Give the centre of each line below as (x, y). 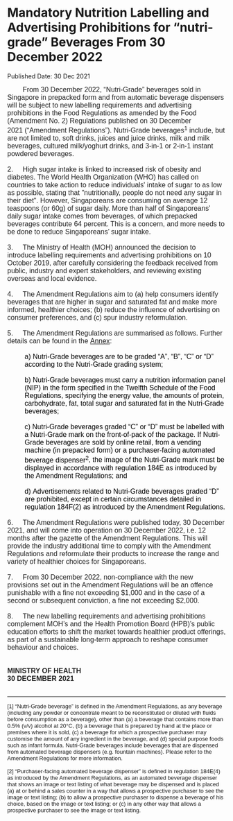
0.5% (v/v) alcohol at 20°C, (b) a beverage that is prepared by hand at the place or (110, 726)
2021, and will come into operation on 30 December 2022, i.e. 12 (107, 530)
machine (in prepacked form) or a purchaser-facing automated (120, 450)
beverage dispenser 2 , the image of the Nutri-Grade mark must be (124, 459)
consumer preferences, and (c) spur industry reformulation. (98, 318)
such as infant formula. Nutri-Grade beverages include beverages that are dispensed (113, 745)
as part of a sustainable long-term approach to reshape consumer (108, 639)
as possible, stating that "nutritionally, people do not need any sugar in (114, 193)
